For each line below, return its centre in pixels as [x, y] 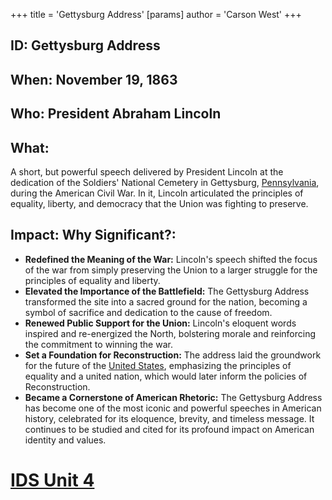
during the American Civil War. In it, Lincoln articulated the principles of [157, 193]
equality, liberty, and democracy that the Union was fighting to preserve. [159, 203]
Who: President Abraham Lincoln [116, 114]
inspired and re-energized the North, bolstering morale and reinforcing [170, 333]
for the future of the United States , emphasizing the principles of [158, 365]
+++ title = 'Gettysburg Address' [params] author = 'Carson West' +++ [156, 14]
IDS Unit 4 [52, 480]
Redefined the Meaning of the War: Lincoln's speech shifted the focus [171, 259]
